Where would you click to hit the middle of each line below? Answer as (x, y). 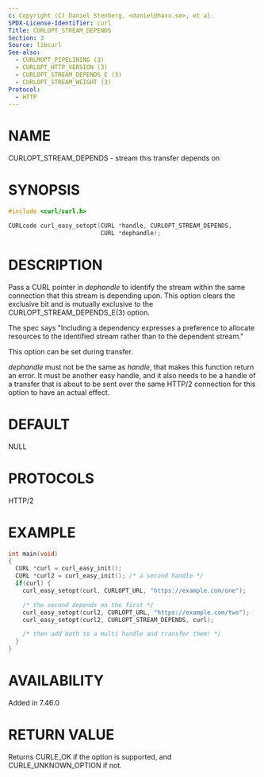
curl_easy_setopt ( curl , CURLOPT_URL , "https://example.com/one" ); (134, 590)
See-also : (25, 52)
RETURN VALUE (61, 735)
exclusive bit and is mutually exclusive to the (81, 303)
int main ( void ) (33, 554)
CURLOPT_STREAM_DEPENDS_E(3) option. (79, 312)
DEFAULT (39, 424)
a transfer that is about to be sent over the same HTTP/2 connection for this (132, 384)
